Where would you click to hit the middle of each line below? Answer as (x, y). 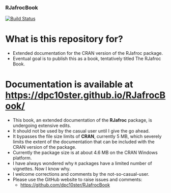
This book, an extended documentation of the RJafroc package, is (82, 120)
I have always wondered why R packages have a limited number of (82, 164)
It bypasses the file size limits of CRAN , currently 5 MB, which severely (87, 137)
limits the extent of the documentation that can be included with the (83, 142)
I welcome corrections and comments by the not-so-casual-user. (81, 174)
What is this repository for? (64, 39)
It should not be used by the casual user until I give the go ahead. (81, 131)
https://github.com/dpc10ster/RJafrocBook (65, 185)
